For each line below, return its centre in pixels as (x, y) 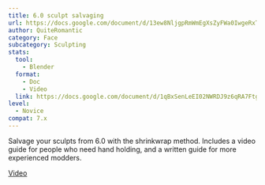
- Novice (30, 111)
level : (19, 104)
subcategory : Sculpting (47, 45)
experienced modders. (45, 157)
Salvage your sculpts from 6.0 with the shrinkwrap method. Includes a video (132, 141)
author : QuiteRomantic (45, 30)
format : (28, 74)
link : (24, 96)
